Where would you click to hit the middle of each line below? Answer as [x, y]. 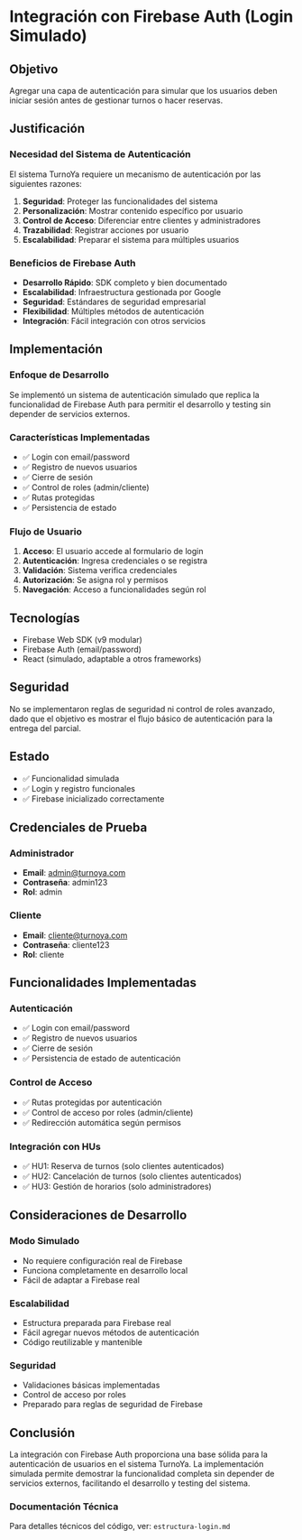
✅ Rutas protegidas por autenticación [92, 1102]
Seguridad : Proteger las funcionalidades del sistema [120, 201]
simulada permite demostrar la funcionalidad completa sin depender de [142, 1474]
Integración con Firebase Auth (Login [151, 17]
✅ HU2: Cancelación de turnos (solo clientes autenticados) [132, 1176]
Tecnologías [45, 618]
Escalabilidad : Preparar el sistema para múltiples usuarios [131, 239]
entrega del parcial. [45, 728]
